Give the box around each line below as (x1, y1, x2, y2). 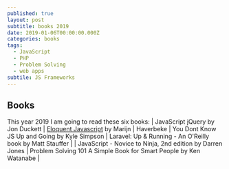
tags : (7, 42, 23, 49)
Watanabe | (7, 154, 40, 162)
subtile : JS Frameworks (7, 74, 76, 81)
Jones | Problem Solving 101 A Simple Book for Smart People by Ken (7, 147, 201, 155)
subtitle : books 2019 (7, 23, 69, 30)
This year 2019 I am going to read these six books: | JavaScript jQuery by (7, 117, 215, 126)
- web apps (13, 67, 45, 74)
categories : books (7, 36, 60, 43)
